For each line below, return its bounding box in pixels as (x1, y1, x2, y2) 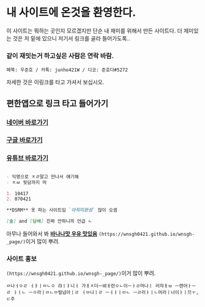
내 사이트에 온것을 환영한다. (6, 6, 136, 20)
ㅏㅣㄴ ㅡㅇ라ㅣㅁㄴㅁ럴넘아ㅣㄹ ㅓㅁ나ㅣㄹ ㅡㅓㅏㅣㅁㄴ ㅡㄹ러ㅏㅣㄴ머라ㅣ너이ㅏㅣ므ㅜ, (13, 289, 199, 296)
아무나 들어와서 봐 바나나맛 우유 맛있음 (6, 230, 98, 238)
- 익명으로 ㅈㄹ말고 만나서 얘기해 (6, 173, 79, 180)
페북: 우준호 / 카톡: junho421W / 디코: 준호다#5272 (6, 67, 129, 74)
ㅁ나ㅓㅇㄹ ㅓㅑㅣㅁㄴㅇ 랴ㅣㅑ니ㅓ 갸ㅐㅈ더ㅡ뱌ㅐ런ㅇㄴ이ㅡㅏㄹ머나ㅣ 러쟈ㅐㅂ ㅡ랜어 (6, 283, 188, 289)
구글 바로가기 (6, 136, 43, 145)
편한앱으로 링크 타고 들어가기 (6, 98, 109, 108)
